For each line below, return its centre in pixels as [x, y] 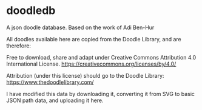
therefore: [19, 46]
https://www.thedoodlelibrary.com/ [50, 82]
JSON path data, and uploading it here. [55, 100]
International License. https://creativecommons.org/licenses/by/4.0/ [91, 64]
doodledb [31, 11]
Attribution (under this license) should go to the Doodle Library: [85, 75]
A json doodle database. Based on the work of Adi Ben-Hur [80, 27]
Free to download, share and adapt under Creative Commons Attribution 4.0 [101, 57]
